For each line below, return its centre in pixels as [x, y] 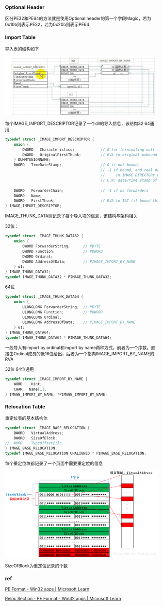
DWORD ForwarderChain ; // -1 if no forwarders [81, 190]
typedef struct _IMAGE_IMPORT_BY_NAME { [47, 379]
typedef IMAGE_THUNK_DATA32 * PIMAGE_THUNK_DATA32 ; [58, 277]
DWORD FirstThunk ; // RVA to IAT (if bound [82, 201]
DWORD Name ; [28, 196]
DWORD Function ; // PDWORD [63, 251]
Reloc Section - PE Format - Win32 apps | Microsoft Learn [63, 599]
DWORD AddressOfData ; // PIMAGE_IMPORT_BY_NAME [79, 261]
